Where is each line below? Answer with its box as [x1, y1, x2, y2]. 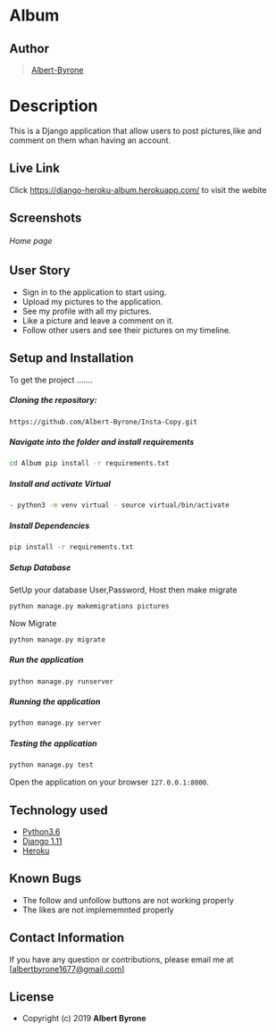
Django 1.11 [21, 836, 63, 847]
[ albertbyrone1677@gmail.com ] [9, 963, 125, 974]
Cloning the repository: [9, 395, 97, 406]
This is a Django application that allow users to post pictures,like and [9, 125, 262, 136]
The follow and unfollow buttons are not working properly [21, 894, 234, 905]
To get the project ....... [9, 374, 93, 385]
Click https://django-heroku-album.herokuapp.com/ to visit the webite [9, 184, 267, 195]
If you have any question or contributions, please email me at [9, 953, 234, 965]
